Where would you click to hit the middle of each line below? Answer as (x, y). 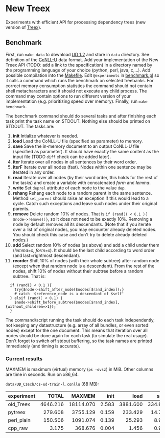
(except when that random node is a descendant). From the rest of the (83, 266)
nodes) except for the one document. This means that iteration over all (77, 330)
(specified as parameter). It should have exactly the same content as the (86, 151)
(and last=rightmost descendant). (46, 255)
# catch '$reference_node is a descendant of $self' (69, 294)
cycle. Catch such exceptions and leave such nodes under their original (85, 203)
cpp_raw (18, 428)
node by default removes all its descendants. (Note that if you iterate (82, 224)
